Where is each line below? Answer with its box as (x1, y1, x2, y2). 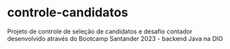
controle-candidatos (7, 5, 129, 20)
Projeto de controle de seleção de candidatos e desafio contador (7, 27, 193, 35)
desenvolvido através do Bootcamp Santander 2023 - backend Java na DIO (7, 34, 223, 42)
